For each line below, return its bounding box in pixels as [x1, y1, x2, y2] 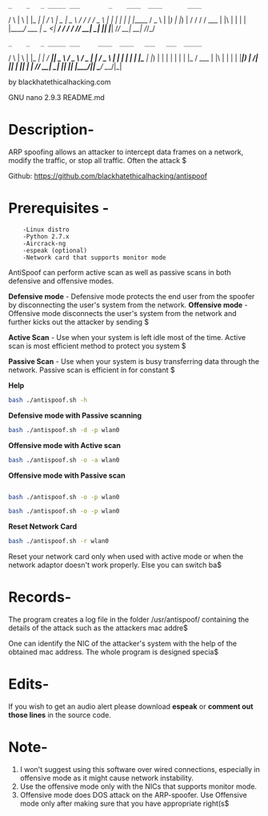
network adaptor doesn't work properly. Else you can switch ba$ [8, 560, 222, 570]
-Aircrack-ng [22, 239, 66, 247]
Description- [8, 121, 94, 139]
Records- [8, 588, 72, 606]
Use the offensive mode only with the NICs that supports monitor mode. [19, 782, 258, 791]
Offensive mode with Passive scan [8, 470, 126, 480]
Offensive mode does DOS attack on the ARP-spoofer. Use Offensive [19, 790, 247, 799]
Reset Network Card [8, 522, 78, 531]
